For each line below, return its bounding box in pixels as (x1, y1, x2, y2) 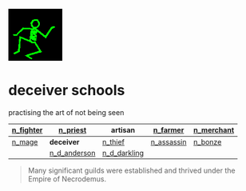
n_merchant (192, 125, 235, 135)
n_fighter (11, 125, 43, 135)
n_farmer (153, 125, 184, 135)
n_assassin (150, 137, 187, 146)
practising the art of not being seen (8, 107, 125, 117)
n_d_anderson (49, 148, 96, 157)
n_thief (102, 137, 125, 146)
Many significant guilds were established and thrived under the (27, 165, 236, 176)
